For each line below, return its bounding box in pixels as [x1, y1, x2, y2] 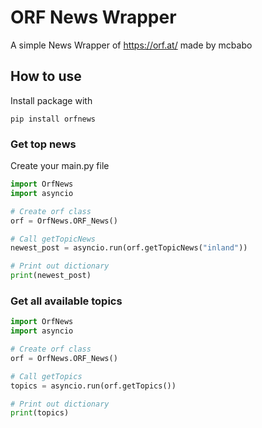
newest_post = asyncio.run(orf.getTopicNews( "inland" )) [10, 243, 248, 253]
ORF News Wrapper [10, 6, 177, 29]
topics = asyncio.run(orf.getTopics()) [10, 381, 177, 391]
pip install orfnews [10, 114, 97, 124]
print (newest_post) [10, 271, 92, 281]
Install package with [10, 94, 93, 106]
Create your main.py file [10, 160, 110, 172]
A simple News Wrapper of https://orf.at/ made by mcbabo [10, 39, 253, 51]
